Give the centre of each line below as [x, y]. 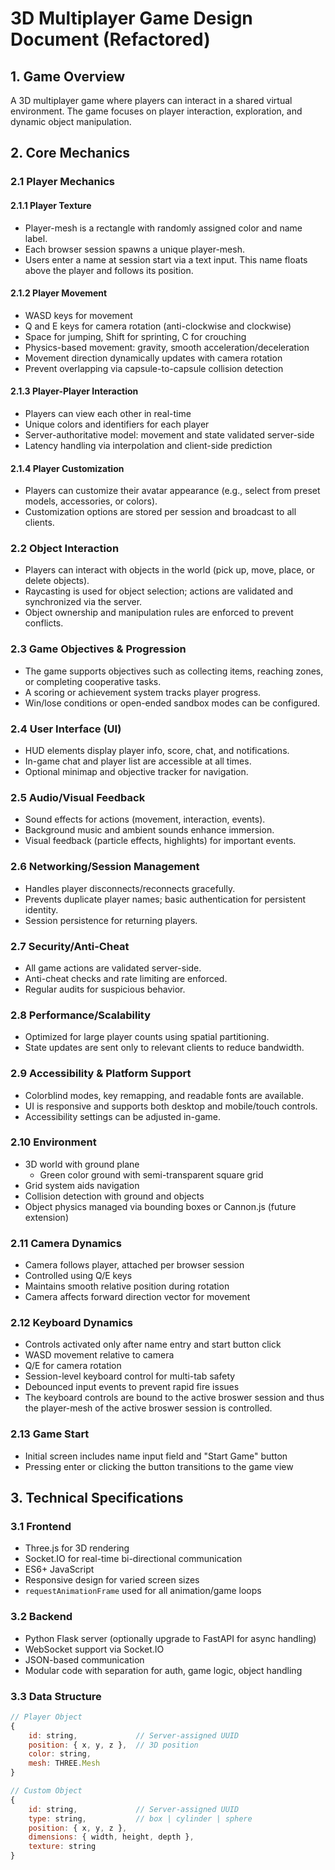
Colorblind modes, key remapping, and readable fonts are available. [164, 1095]
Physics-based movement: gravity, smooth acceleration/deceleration [167, 347]
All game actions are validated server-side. [113, 968]
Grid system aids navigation [82, 1185]
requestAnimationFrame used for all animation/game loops [143, 1591]
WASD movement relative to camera [99, 1355]
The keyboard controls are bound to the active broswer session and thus [174, 1398]
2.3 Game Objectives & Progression [98, 649]
